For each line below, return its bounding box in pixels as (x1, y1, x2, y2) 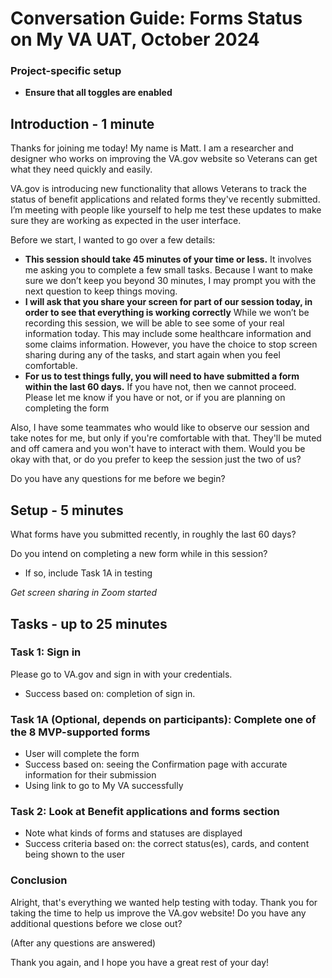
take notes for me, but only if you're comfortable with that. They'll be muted (10, 432, 322, 444)
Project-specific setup (10, 64, 122, 78)
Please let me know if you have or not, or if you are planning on (24, 392, 286, 404)
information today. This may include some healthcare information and (24, 328, 312, 340)
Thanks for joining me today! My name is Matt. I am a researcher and (10, 142, 294, 154)
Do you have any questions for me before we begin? (10, 473, 226, 485)
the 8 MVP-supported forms (10, 725, 151, 739)
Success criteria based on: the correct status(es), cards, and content (24, 838, 310, 850)
